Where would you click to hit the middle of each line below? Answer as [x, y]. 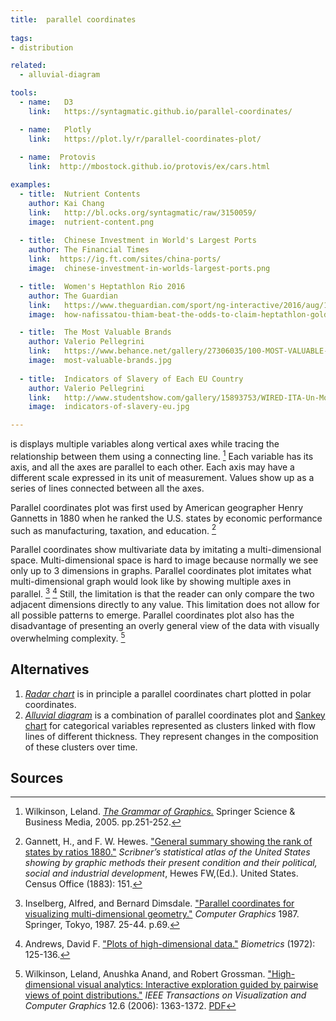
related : [28, 66]
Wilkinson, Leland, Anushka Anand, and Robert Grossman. [145, 974]
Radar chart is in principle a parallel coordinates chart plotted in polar [168, 693]
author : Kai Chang [66, 203]
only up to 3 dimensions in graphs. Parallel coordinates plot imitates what [161, 571]
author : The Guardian [73, 296]
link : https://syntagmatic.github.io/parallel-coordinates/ [160, 111]
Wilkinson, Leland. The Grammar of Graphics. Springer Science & [160, 812]
